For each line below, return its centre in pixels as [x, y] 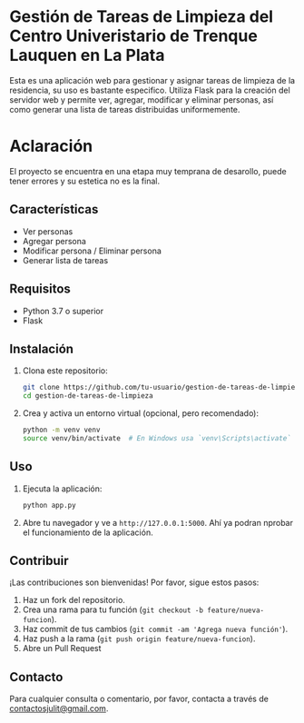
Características [54, 209]
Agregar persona [54, 241]
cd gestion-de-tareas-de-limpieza [88, 396]
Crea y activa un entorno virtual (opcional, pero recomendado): [141, 413]
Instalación [42, 348]
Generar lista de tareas [65, 260]
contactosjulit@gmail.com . [59, 708]
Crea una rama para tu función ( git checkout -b [113, 609]
